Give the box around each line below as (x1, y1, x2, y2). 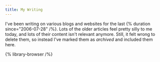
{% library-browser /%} (5, 51, 53, 57)
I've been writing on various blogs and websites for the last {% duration (5, 21, 151, 27)
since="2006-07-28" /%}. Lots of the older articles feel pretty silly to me (5, 26, 153, 32)
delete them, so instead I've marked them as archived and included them (5, 36, 153, 42)
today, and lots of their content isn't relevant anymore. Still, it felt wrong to (5, 31, 156, 37)
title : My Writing (5, 7, 43, 12)
